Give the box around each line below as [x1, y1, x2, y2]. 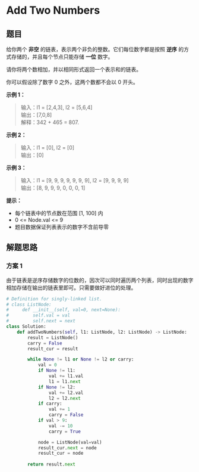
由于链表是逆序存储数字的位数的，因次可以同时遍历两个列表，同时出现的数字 [6, 277, 194, 284]
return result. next [27, 461, 76, 468]
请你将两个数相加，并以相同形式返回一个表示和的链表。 [6, 66, 141, 73]
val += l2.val [48, 390, 84, 396]
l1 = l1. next [48, 378, 81, 384]
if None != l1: [37, 368, 76, 374]
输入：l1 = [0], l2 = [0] [20, 144, 75, 151]
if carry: [37, 400, 62, 407]
